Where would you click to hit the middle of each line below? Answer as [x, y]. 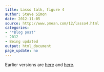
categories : [17, 28]
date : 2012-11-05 [23, 19]
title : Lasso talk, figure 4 [35, 10]
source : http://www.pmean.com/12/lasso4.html [52, 23]
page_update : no [21, 50]
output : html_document [28, 46]
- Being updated [21, 42]
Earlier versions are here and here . [40, 65]
